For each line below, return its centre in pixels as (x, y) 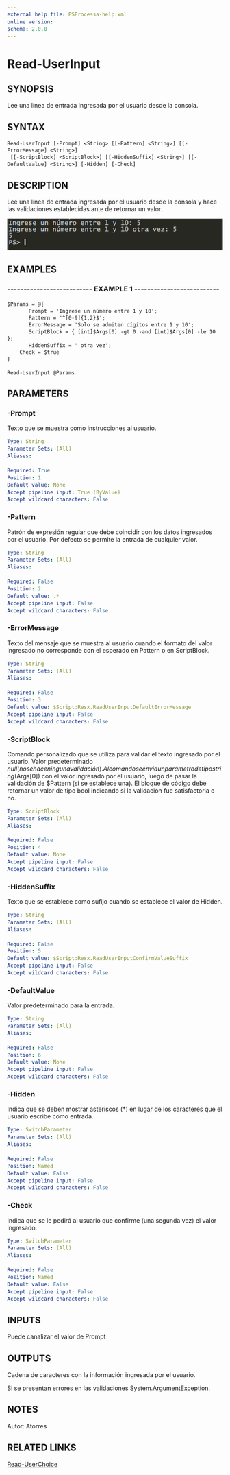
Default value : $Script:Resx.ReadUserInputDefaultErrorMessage (99, 707)
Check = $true (39, 352)
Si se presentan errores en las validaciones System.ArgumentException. (109, 1388)
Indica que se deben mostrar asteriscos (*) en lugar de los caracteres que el (115, 1109)
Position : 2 (24, 589)
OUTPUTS (29, 1358)
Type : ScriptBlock (33, 811)
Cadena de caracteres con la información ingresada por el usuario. (101, 1375)
